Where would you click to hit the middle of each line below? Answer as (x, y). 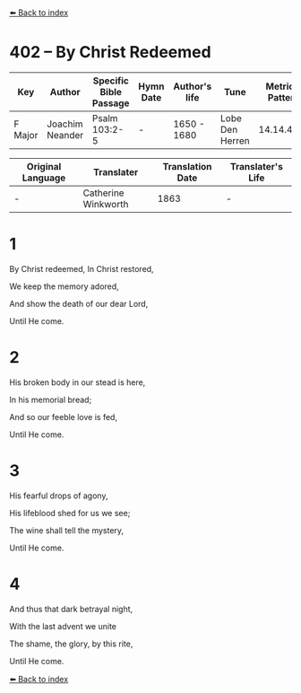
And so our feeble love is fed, (64, 417)
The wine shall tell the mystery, (66, 530)
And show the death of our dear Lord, (79, 303)
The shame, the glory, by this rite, (71, 644)
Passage (111, 103)
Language (44, 178)
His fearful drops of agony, (59, 496)
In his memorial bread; (51, 399)
